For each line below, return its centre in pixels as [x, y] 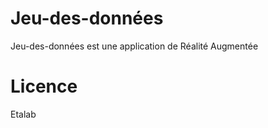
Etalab [23, 114]
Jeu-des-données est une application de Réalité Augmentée [134, 46]
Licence [44, 86]
